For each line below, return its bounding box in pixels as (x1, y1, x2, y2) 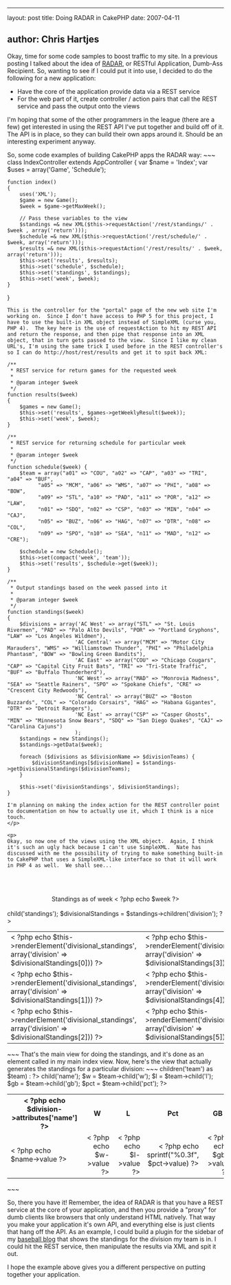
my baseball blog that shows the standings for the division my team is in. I (7, 1235, 217, 1243)
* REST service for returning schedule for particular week (10, 439, 186, 446)
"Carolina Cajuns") (7, 723, 63, 730)
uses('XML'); (19, 190, 57, 197)
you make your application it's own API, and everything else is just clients (7, 1220, 215, 1228)
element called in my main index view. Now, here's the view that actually (7, 1057, 212, 1066)
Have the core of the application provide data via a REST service (16, 87, 201, 95)
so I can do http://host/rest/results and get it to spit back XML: (7, 349, 208, 356)
